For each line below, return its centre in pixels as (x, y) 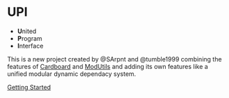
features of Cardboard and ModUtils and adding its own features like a (108, 66)
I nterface (30, 46)
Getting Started (29, 87)
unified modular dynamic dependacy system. (72, 74)
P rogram (30, 38)
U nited (27, 31)
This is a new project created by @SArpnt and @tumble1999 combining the (114, 59)
